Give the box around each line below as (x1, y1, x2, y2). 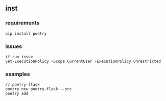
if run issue (5, 54, 33, 59)
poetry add (5, 91, 29, 96)
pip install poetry (5, 31, 47, 36)
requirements (5, 19, 40, 27)
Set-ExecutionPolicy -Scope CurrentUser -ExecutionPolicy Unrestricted (5, 59, 161, 64)
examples (5, 70, 30, 78)
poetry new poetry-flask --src (5, 87, 72, 92)
